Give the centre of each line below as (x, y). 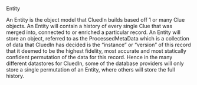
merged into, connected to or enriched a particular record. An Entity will (93, 32)
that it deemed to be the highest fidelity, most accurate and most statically (96, 51)
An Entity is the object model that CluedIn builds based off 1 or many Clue (96, 20)
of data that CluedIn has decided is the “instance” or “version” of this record (99, 45)
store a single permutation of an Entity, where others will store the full (91, 69)
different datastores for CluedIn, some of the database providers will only (95, 63)
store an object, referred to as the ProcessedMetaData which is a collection (98, 38)
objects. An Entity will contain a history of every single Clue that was (89, 26)
